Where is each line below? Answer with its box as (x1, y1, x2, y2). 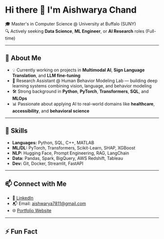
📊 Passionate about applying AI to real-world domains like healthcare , (12, 101, 155, 107)
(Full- (145, 28, 156, 34)
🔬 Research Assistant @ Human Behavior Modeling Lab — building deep (12, 78, 158, 84)
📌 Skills (5, 127, 28, 135)
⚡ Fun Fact (5, 227, 38, 236)
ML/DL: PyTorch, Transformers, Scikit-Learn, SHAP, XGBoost (12, 145, 136, 151)
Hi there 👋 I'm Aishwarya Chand (5, 4, 137, 16)
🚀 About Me (5, 54, 41, 63)
